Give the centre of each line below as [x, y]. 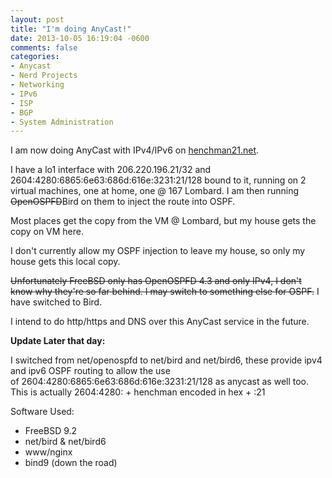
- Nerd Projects [44, 76]
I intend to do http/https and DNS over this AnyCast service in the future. [160, 322]
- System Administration [62, 122]
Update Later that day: [58, 341]
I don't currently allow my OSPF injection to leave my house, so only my [158, 251]
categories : [35, 57]
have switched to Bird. [56, 302]
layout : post [37, 19]
